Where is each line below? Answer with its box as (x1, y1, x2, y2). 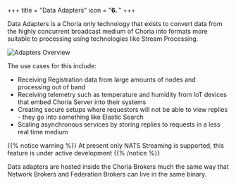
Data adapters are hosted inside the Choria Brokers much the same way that (7, 162, 229, 171)
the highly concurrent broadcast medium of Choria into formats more (7, 27, 208, 35)
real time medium (17, 128, 68, 136)
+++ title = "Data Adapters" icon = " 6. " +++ (7, 6, 136, 14)
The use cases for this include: (7, 62, 97, 70)
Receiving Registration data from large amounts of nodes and (17, 75, 196, 84)
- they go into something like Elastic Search (17, 113, 144, 121)
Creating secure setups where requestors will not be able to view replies (17, 106, 228, 113)
